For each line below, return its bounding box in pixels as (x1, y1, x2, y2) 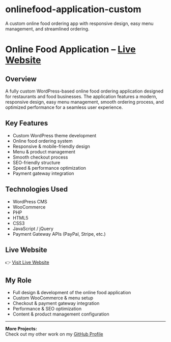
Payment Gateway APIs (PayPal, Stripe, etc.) (12, 231, 106, 237)
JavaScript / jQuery (12, 225, 53, 232)
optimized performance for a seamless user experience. (5, 104, 123, 110)
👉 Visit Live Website (5, 259, 49, 265)
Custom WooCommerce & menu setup (12, 295, 93, 301)
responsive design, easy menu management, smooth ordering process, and (5, 99, 164, 105)
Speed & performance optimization (12, 165, 87, 171)
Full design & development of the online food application (12, 290, 131, 296)
